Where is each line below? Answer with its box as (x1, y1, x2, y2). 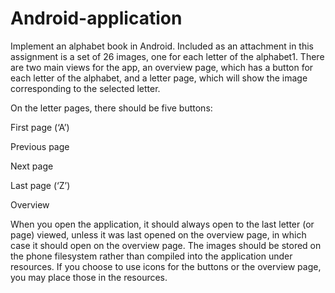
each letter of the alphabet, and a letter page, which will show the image (10, 72, 308, 84)
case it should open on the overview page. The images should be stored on (10, 239, 322, 251)
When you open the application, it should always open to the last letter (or (10, 218, 315, 230)
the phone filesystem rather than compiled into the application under (10, 250, 293, 262)
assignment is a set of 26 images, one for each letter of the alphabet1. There (10, 50, 325, 62)
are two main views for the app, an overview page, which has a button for (10, 61, 314, 73)
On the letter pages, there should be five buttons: (10, 102, 213, 114)
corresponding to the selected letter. (10, 82, 161, 94)
